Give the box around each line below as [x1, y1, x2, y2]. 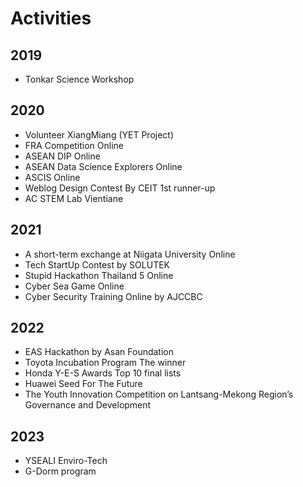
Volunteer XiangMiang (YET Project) [24, 128, 175, 141]
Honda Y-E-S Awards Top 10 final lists [24, 367, 182, 379]
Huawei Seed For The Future [24, 378, 143, 390]
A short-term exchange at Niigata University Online [24, 248, 236, 260]
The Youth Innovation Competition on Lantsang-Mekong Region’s [24, 388, 294, 401]
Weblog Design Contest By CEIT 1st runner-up [24, 182, 216, 194]
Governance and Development [24, 399, 152, 411]
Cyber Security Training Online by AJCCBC [24, 290, 203, 302]
